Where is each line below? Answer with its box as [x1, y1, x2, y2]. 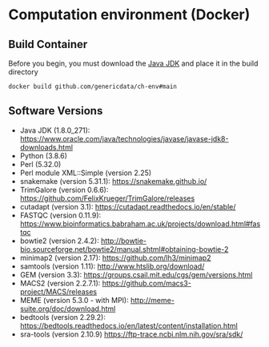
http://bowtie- [100, 236, 147, 245]
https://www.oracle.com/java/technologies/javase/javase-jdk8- [19, 134, 229, 143]
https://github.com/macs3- [102, 278, 192, 288]
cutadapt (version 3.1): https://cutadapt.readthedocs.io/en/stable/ [19, 201, 236, 211]
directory [8, 67, 38, 77]
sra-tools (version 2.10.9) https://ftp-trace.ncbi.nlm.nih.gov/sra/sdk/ [19, 329, 243, 339]
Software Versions [8, 104, 103, 118]
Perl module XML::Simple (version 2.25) [19, 168, 152, 177]
